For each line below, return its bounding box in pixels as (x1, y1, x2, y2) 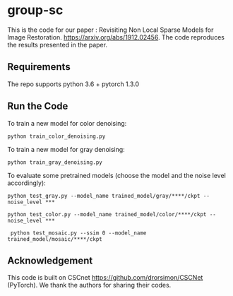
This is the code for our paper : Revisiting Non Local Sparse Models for (7, 25, 214, 34)
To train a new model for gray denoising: (7, 145, 125, 153)
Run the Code (7, 100, 68, 112)
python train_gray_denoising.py (7, 158, 102, 166)
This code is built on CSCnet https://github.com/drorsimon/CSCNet (7, 273, 203, 282)
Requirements (7, 61, 71, 73)
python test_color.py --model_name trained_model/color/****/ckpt (7, 211, 207, 218)
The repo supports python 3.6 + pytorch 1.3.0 (7, 80, 140, 88)
